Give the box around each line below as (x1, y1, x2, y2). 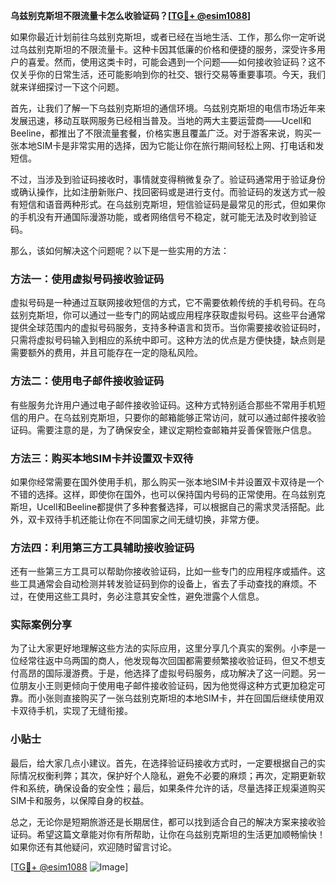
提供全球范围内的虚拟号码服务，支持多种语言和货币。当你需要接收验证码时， (10, 322, 326, 334)
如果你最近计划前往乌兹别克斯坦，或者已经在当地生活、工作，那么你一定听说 (10, 31, 326, 43)
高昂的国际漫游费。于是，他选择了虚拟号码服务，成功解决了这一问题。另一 (18, 667, 326, 679)
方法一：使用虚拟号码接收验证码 (10, 272, 165, 286)
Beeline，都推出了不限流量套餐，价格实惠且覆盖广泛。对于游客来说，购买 (10, 127, 313, 139)
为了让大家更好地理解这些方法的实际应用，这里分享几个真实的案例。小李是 (10, 642, 317, 654)
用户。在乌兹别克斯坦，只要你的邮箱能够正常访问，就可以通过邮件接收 (27, 411, 317, 423)
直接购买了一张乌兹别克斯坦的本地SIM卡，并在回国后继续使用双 (62, 692, 325, 704)
